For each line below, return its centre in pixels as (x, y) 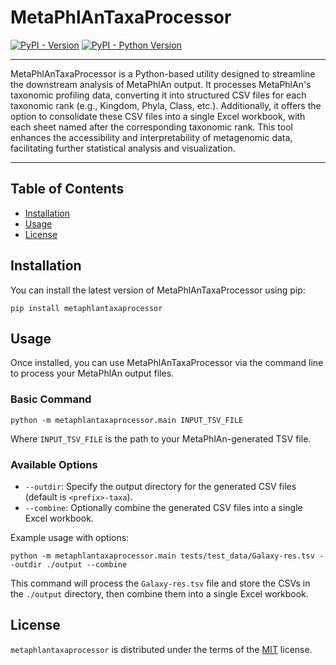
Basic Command (51, 399)
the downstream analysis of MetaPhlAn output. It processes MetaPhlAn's (161, 84)
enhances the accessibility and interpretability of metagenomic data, (151, 137)
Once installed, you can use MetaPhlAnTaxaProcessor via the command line (167, 363)
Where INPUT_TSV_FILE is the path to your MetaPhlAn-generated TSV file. (161, 438)
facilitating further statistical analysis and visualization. (123, 148)
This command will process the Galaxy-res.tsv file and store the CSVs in (160, 583)
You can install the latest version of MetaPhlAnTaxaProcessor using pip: (158, 290)
